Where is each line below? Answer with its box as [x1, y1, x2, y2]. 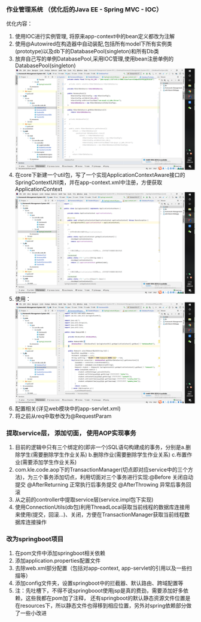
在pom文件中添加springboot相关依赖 [14, 549, 106, 557]
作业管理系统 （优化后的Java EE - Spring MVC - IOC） [6, 5, 163, 13]
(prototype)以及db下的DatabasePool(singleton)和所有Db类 [14, 48, 160, 55]
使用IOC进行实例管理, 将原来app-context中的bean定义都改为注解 [14, 33, 175, 40]
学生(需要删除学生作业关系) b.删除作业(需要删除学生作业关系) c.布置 [20, 451, 187, 458]
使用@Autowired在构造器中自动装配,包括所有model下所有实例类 [14, 40, 172, 47]
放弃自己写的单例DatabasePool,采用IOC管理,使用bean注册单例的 [14, 55, 174, 62]
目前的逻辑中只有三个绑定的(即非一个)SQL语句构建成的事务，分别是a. [14, 443, 186, 451]
